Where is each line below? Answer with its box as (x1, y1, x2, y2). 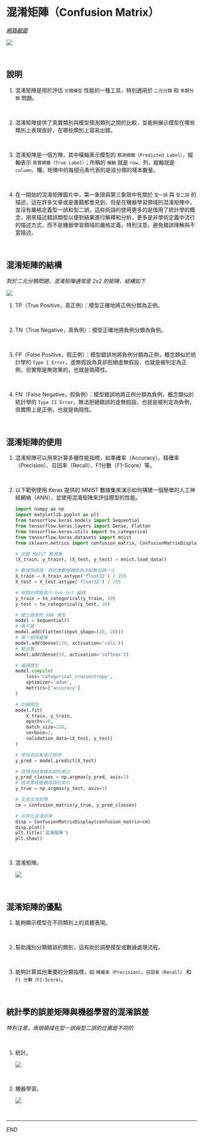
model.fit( (14, 707, 43, 713)
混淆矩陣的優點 (6, 901, 62, 912)
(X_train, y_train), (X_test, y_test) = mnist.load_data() (14, 556, 167, 563)
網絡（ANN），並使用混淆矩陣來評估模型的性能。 (20, 494, 141, 501)
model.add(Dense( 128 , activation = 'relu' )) (14, 640, 124, 646)
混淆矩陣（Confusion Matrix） (6, 5, 159, 19)
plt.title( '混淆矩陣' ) (14, 830, 69, 836)
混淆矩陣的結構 (6, 260, 62, 271)
